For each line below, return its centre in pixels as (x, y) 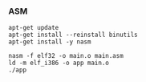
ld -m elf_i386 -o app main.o (59, 63)
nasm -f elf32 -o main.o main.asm (66, 56)
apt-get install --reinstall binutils (73, 35)
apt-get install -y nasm (50, 42)
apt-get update (34, 28)
